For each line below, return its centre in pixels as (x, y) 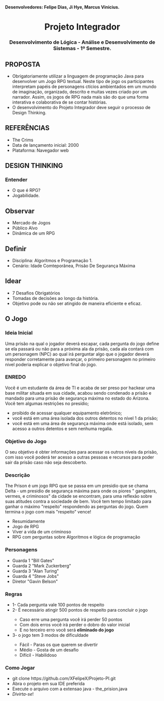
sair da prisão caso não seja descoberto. (46, 462)
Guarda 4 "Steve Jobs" (35, 576)
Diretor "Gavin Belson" (35, 581)
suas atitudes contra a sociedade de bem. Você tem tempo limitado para (78, 501)
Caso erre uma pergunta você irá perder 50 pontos (71, 620)
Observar (20, 211)
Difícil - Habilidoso (38, 655)
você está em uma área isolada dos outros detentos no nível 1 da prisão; (85, 418)
